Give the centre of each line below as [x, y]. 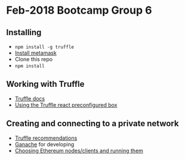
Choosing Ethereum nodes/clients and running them [79, 150]
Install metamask [36, 53]
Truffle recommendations [46, 138]
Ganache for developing [44, 144]
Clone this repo [33, 59]
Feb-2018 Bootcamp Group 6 [79, 10]
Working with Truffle [45, 84]
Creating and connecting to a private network [92, 123]
